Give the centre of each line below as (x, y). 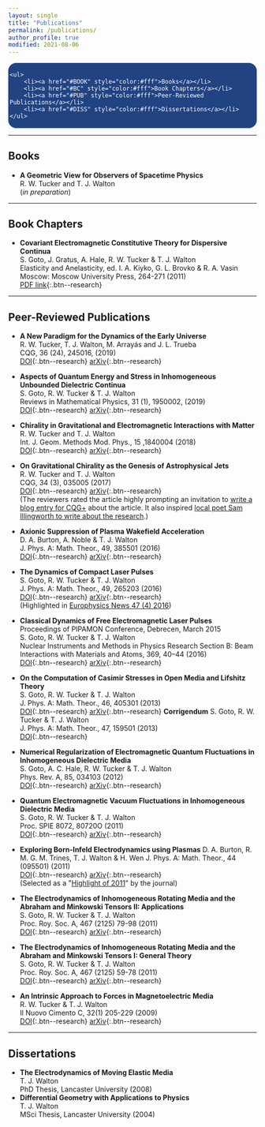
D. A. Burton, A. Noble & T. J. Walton (78, 540)
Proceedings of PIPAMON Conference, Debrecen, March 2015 (120, 629)
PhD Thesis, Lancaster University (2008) (86, 1089)
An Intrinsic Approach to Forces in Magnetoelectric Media (117, 996)
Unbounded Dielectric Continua (73, 385)
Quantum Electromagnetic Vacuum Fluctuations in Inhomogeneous (132, 801)
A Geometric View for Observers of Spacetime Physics (111, 175)
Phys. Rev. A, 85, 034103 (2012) (71, 777)
